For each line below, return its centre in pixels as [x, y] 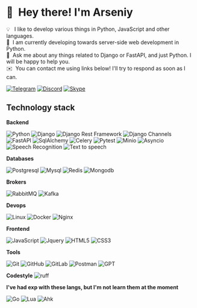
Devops [16, 205]
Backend [17, 122]
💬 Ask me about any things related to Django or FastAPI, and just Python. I [99, 55]
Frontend [18, 228]
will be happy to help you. [38, 61]
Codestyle [20, 275]
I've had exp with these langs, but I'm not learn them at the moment [92, 287]
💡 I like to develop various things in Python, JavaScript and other [88, 29]
